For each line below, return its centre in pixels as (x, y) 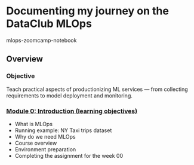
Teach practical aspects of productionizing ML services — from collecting (97, 89)
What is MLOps (33, 124)
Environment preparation (45, 149)
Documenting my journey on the (87, 11)
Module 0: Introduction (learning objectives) (72, 111)
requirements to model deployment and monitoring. (69, 95)
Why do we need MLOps (45, 136)
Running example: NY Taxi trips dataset (63, 130)
